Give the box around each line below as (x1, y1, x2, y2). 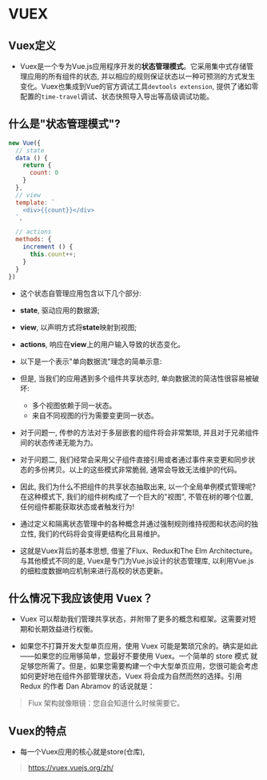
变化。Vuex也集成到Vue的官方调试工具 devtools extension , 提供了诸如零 (19, 82, 259, 91)
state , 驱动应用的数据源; (19, 305, 100, 315)
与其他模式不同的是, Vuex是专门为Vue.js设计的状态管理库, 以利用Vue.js (19, 556, 254, 565)
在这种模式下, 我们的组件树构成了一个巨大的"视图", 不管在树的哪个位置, (19, 491, 253, 501)
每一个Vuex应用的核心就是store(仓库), (19, 747, 145, 757)
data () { (15, 154, 48, 162)
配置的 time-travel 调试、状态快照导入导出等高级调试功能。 (19, 91, 214, 101)
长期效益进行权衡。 (34, 624, 98, 634)
